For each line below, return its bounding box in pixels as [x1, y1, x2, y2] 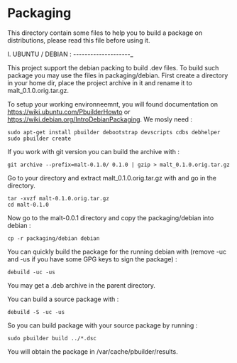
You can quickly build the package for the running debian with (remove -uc [7, 247, 227, 256]
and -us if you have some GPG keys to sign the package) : [7, 254, 177, 264]
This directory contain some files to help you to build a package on [7, 28, 203, 37]
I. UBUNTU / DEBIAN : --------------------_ [7, 50, 133, 58]
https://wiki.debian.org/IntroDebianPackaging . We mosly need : [7, 115, 193, 124]
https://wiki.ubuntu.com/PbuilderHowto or [7, 107, 131, 116]
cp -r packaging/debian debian [7, 234, 100, 242]
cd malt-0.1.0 [7, 201, 50, 208]
